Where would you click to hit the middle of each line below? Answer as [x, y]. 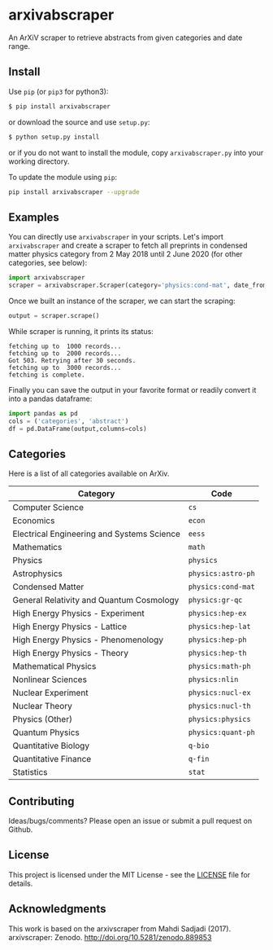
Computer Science [48, 508]
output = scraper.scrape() [54, 315]
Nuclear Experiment [50, 693]
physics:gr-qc [215, 600]
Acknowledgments [58, 909]
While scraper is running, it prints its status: [81, 331]
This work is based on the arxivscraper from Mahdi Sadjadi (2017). [120, 928]
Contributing [41, 801]
